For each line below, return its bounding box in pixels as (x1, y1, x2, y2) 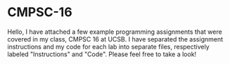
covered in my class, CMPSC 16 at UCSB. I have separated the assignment (7, 34, 224, 43)
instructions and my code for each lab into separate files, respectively (7, 42, 210, 51)
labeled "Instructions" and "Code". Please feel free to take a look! (7, 50, 197, 58)
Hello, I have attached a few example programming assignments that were (7, 27, 223, 36)
